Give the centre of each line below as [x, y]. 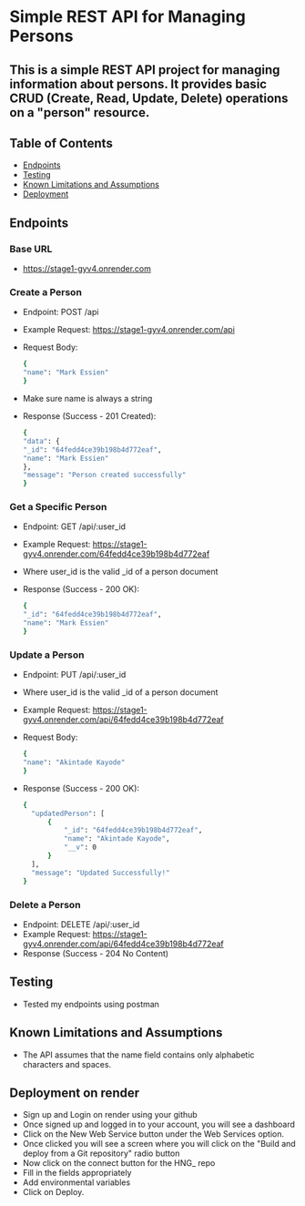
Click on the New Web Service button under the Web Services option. [153, 1134]
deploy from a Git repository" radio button [101, 1153]
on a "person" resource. [80, 112]
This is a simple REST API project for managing [145, 70]
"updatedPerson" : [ [68, 813]
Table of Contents [61, 143]
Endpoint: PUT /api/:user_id [74, 675]
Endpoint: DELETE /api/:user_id [81, 924]
